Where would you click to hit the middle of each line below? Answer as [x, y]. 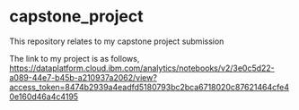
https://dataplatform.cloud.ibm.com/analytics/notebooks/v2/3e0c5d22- [142, 68]
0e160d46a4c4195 [44, 97]
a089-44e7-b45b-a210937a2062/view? [83, 77]
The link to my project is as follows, [75, 58]
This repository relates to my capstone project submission [117, 41]
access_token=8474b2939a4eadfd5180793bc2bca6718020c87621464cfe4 [149, 87]
